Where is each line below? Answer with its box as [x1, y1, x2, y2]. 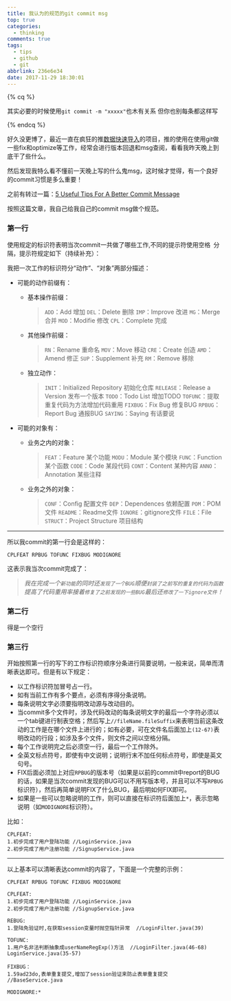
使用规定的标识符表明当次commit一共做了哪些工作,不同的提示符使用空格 [7, 240, 211, 248]
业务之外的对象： [27, 484, 76, 493]
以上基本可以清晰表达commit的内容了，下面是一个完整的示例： [7, 865, 185, 874]
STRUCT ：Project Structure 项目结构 [44, 517, 143, 525]
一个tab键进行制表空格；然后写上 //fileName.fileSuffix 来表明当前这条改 [16, 717, 224, 725]
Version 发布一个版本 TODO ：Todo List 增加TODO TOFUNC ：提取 [44, 391, 220, 400]
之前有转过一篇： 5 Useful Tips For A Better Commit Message [7, 190, 180, 198]
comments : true [7, 36, 51, 43]
